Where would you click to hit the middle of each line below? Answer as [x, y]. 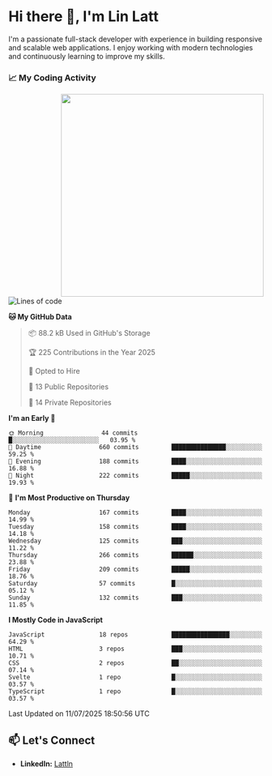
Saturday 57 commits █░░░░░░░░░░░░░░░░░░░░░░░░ [136, 584]
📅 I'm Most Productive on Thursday [69, 498]
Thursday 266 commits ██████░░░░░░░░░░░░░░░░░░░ [136, 555]
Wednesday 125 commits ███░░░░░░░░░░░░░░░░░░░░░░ [136, 541]
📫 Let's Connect [52, 740]
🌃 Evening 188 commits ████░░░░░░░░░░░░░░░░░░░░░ [136, 461]
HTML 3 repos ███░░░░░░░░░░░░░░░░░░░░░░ [136, 649]
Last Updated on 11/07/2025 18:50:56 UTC [79, 714]
